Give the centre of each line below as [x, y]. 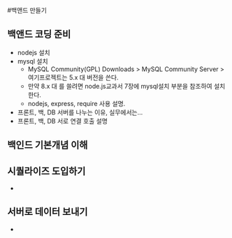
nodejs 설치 [34, 52]
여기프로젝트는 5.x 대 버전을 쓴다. [73, 77]
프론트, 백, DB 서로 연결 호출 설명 [63, 121]
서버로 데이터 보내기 [48, 212]
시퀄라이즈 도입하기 [46, 171]
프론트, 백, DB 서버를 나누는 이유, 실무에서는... [80, 112]
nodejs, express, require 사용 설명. [77, 103]
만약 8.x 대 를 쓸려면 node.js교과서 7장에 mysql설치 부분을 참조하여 [120, 86]
